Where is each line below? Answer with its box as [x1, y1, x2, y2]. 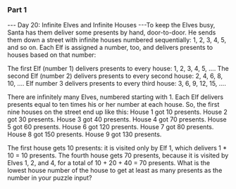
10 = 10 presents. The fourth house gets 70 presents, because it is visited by [7, 151, 229, 159]
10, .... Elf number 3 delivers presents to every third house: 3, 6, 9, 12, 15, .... [7, 79, 227, 88]
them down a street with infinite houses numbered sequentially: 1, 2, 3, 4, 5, [7, 36, 227, 44]
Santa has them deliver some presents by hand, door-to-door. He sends [7, 28, 216, 37]
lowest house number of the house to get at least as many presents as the [7, 167, 223, 175]
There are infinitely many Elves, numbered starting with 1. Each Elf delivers [7, 93, 224, 101]
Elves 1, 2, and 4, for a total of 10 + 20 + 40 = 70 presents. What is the [7, 159, 210, 167]
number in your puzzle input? [7, 174, 92, 182]
